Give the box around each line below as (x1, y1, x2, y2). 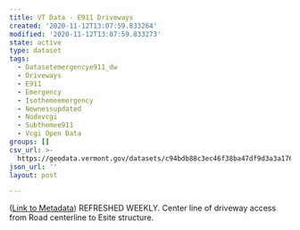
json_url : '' (9, 162, 58, 171)
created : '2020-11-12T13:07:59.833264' (9, 21, 158, 30)
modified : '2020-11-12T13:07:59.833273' (9, 29, 162, 38)
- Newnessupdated (17, 104, 82, 113)
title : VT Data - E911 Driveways (9, 12, 134, 22)
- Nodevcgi (17, 112, 58, 121)
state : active (9, 37, 62, 47)
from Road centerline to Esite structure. (9, 212, 154, 223)
